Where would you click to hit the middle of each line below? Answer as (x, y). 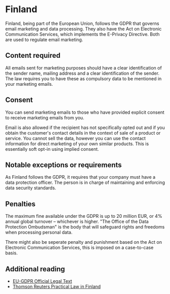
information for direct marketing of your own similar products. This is (77, 144)
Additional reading (35, 269)
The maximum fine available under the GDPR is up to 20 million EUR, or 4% (84, 216)
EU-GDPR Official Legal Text (42, 281)
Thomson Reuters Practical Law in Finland (57, 286)
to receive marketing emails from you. (45, 117)
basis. (11, 253)
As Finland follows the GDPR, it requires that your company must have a (80, 177)
